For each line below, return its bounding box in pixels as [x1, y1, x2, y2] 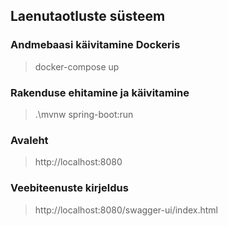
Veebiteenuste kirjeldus [10, 181, 129, 195]
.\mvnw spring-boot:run [34, 108, 134, 120]
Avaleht [10, 133, 49, 147]
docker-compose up [34, 60, 120, 73]
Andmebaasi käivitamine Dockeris [10, 38, 181, 52]
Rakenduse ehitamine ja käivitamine [10, 85, 190, 99]
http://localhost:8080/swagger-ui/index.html [34, 204, 218, 216]
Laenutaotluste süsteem [10, 8, 166, 25]
